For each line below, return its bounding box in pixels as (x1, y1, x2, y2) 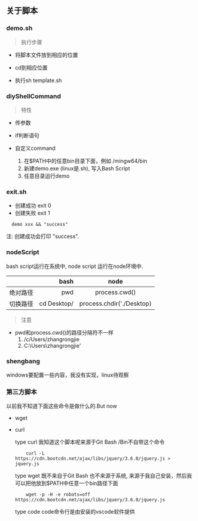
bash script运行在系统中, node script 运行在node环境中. (6, 263, 144, 270)
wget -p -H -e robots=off (26, 492, 91, 498)
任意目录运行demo (23, 172, 70, 179)
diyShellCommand (6, 92, 62, 100)
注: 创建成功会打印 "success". (6, 233, 80, 240)
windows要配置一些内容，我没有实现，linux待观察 (6, 371, 129, 378)
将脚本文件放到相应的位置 (14, 51, 78, 58)
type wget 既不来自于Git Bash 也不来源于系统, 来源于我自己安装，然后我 (14, 472, 193, 480)
